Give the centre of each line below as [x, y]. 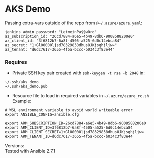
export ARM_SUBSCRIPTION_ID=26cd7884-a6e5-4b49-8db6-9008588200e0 [76, 123]
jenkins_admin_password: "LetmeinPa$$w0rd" [51, 32]
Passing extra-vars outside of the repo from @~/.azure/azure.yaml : [74, 23]
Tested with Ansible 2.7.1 [30, 151]
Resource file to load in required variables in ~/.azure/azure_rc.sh [81, 96]
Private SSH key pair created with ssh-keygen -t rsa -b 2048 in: [78, 73]
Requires [16, 62]
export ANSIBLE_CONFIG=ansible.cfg [42, 115]
